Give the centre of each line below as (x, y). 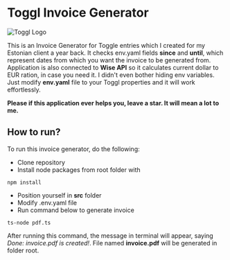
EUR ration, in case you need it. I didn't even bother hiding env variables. (111, 75)
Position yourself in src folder (59, 195)
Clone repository (41, 162)
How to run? (34, 132)
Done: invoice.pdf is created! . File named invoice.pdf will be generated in (112, 243)
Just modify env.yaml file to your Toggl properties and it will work (101, 82)
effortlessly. (24, 89)
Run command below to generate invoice (76, 210)
